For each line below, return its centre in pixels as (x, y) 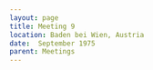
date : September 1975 (52, 43)
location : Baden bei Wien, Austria (77, 35)
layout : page (34, 18)
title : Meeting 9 (42, 26)
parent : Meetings (42, 52)
